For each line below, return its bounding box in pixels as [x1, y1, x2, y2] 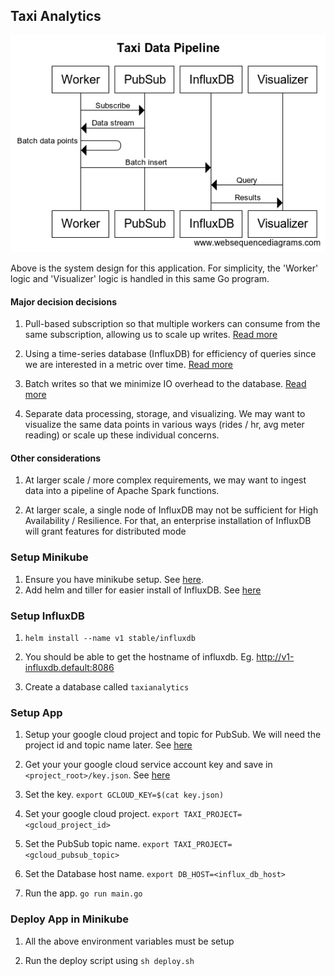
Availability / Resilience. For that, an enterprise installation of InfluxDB [24, 515, 312, 527]
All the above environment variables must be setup [24, 935, 235, 947]
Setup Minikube [10, 550, 89, 564]
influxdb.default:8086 [24, 661, 115, 673]
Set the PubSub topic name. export [24, 838, 170, 850]
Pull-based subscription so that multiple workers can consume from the [24, 318, 321, 330]
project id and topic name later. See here [24, 739, 193, 751]
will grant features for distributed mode [24, 525, 187, 538]
